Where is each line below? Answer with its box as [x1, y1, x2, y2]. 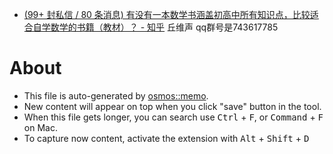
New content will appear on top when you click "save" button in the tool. [23, 100, 322, 112]
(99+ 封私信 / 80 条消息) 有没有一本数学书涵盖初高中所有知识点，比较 [23, 9, 311, 20]
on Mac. [23, 121, 58, 133]
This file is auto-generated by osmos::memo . [23, 89, 209, 102]
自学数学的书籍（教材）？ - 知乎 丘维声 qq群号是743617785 [32, 21, 279, 33]
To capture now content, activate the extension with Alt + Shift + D [23, 132, 310, 144]
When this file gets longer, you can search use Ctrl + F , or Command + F [23, 111, 324, 123]
